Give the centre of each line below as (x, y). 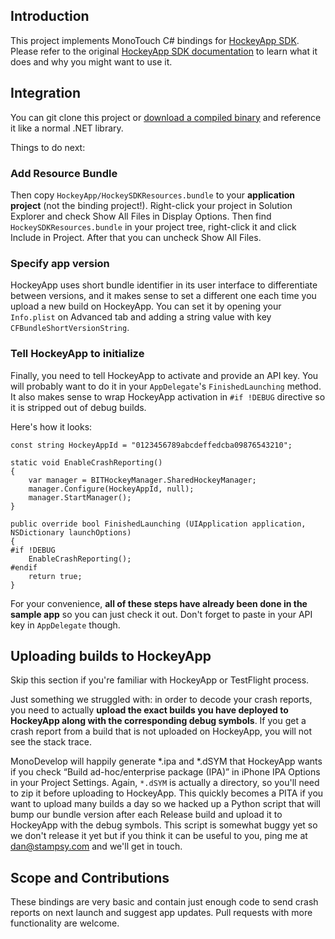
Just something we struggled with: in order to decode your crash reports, (161, 700)
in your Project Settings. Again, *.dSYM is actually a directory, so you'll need (165, 783)
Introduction (50, 16)
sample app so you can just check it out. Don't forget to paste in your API (161, 614)
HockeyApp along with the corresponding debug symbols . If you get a (158, 721)
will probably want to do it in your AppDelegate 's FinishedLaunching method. (166, 386)
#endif (24, 567)
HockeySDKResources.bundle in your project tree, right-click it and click (153, 226)
